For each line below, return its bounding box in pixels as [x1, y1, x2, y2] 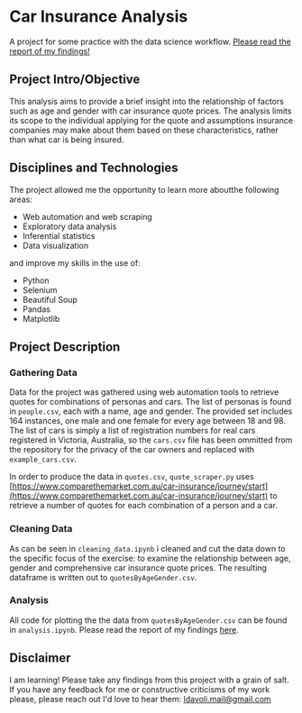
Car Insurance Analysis [9, 6, 188, 27]
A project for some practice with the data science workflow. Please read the [9, 36, 291, 47]
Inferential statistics [22, 230, 96, 241]
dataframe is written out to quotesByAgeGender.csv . [9, 571, 197, 582]
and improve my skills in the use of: [9, 257, 142, 268]
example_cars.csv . [9, 453, 77, 465]
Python [22, 275, 50, 286]
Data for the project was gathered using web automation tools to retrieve [9, 387, 279, 398]
